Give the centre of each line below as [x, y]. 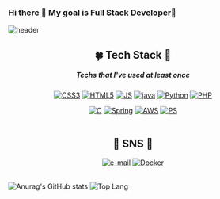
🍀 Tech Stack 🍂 [133, 55]
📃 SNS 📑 [133, 144]
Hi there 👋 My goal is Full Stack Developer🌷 [92, 13]
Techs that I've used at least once [133, 75]
